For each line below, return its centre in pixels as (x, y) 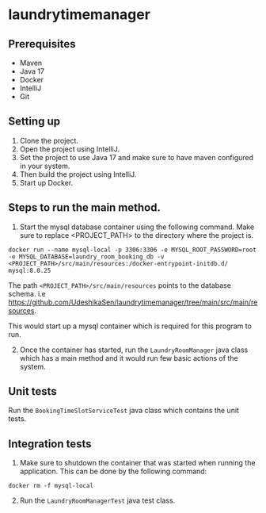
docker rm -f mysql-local (51, 486)
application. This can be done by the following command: (113, 471)
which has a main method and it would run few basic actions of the (129, 358)
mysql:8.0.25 (30, 270)
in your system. (45, 166)
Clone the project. (49, 140)
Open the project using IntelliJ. (70, 149)
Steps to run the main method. (84, 208)
